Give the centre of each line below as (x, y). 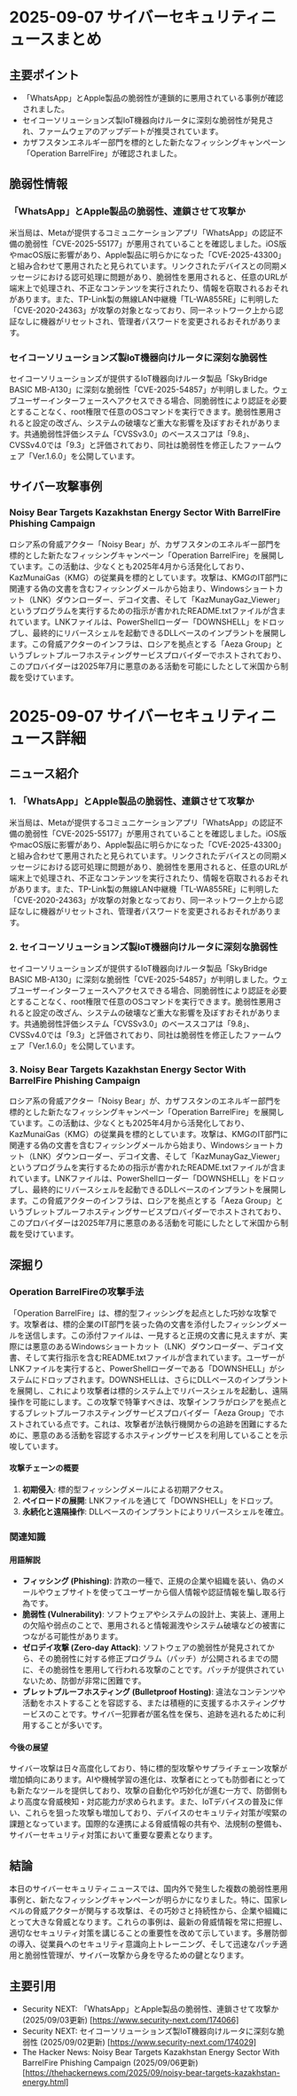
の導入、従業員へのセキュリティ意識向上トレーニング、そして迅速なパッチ (145, 1944)
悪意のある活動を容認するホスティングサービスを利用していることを (156, 1435)
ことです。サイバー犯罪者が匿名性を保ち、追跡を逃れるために (165, 1714)
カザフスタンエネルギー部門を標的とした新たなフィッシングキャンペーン (154, 142)
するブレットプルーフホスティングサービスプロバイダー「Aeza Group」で (143, 1413)
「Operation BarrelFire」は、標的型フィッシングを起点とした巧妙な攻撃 (139, 1313)
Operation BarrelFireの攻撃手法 (77, 1292)
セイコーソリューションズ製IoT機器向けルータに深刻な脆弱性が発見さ (148, 120)
